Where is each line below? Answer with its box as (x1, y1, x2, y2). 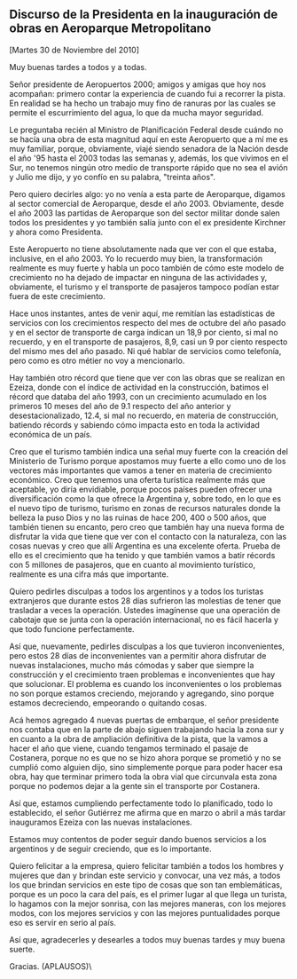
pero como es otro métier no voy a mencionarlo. (9, 355, 185, 366)
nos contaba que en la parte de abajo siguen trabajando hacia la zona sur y (9, 723, 285, 735)
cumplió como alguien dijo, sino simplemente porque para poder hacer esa (9, 762, 284, 772)
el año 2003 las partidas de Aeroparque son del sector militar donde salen (9, 208, 281, 218)
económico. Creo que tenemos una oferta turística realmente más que (9, 474, 266, 485)
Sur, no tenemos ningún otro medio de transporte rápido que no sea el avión (9, 162, 288, 172)
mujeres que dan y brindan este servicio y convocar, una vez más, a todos (9, 870, 281, 880)
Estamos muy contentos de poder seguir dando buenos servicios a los (9, 833, 267, 844)
